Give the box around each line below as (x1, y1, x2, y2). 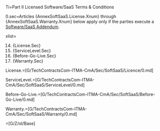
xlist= (5, 33, 16, 39)
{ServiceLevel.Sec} (12, 48, 51, 53)
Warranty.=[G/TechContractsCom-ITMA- (5, 106, 87, 112)
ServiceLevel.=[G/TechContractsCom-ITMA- (5, 77, 95, 82)
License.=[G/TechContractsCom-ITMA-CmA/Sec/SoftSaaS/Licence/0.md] (5, 67, 154, 73)
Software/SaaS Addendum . (5, 24, 60, 30)
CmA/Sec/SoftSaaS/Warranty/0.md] (5, 111, 77, 117)
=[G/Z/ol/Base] (5, 121, 36, 126)
